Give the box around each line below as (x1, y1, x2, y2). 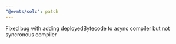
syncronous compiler (5, 31, 57, 38)
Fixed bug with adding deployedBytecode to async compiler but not (5, 25, 170, 32)
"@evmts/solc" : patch (5, 8, 59, 15)
